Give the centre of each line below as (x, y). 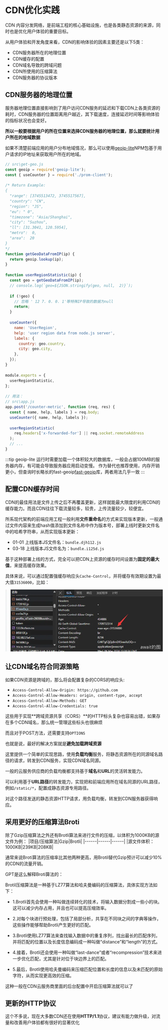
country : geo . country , (42, 344)
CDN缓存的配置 (28, 59)
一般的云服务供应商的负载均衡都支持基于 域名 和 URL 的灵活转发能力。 (75, 771)
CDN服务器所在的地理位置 (39, 53)
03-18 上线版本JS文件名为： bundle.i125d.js (58, 548)
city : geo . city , (35, 349)
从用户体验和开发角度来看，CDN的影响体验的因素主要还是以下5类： (75, 42)
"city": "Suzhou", (29, 222)
